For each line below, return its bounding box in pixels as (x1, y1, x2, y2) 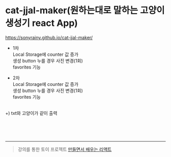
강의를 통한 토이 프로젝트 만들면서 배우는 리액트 (17, 146, 112, 152)
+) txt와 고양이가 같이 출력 (5, 110, 58, 116)
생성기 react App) (5, 17, 78, 29)
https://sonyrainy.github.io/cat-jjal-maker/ (5, 34, 93, 41)
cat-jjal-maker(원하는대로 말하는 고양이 (5, 5, 165, 16)
